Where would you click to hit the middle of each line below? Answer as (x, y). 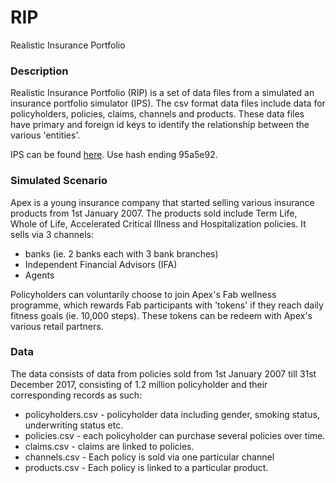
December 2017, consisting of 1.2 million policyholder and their (139, 384)
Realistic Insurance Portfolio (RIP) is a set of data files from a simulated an (162, 93)
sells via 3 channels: (52, 234)
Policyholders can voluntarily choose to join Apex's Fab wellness (143, 294)
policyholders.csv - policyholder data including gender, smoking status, (172, 414)
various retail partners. (57, 326)
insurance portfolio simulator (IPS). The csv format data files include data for (168, 103)
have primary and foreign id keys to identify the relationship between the (160, 125)
